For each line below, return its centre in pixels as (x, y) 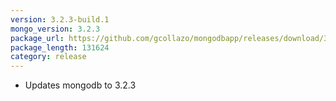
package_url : (37, 38)
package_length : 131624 (60, 47)
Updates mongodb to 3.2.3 (80, 85)
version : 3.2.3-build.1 (60, 19)
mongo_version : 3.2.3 (55, 29)
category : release (48, 57)
